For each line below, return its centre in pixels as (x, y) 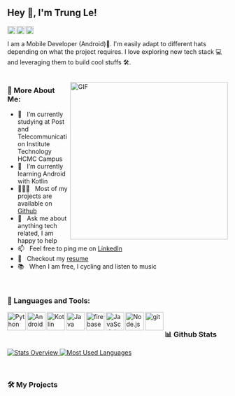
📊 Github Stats (191, 334)
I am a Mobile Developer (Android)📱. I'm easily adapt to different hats (107, 43)
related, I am (35, 233)
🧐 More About (31, 90)
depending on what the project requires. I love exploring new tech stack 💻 (115, 51)
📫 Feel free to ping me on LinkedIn (70, 248)
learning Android (42, 174)
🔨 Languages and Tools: (49, 301)
